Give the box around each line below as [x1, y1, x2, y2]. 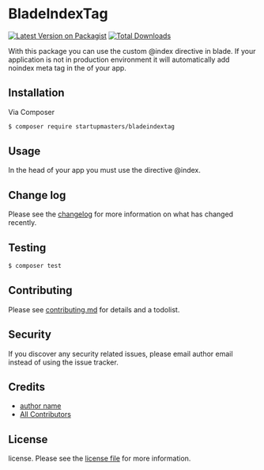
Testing [8, 241, 47, 254]
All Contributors [19, 410, 71, 419]
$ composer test [8, 262, 62, 270]
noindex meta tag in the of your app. [8, 63, 126, 72]
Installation [8, 86, 65, 100]
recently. [8, 218, 37, 227]
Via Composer [8, 107, 55, 117]
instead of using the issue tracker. [8, 357, 119, 367]
